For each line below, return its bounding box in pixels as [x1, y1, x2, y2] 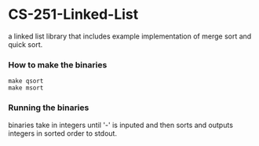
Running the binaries [8, 102, 89, 113]
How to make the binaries [8, 59, 108, 70]
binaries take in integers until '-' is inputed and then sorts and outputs [8, 120, 234, 130]
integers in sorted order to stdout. [8, 128, 118, 138]
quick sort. [8, 39, 43, 49]
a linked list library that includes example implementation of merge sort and [8, 31, 252, 41]
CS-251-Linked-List [8, 5, 139, 24]
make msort [8, 84, 44, 92]
